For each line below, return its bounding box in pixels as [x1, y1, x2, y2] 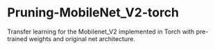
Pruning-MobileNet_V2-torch [7, 5, 179, 21]
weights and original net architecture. [28, 34, 135, 42]
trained [7, 34, 28, 42]
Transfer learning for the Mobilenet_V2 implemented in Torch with [7, 27, 195, 36]
